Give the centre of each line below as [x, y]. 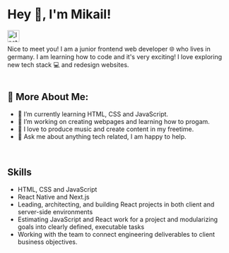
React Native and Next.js [53, 197]
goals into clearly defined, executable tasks [81, 227]
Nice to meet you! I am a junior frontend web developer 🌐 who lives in [109, 49]
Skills [19, 172]
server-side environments [55, 211]
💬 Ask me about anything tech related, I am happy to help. [102, 136]
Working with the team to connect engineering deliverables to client [116, 234]
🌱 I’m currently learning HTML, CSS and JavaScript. [93, 114]
